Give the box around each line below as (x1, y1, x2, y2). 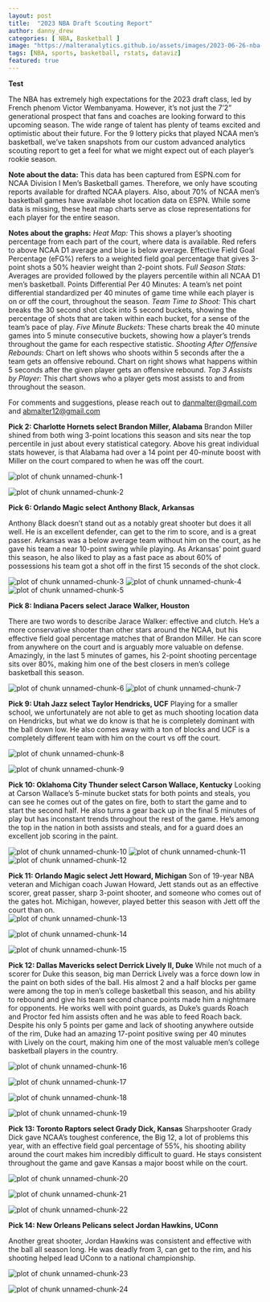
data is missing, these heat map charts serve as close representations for (8, 204, 252, 213)
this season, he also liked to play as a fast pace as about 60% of (8, 552, 222, 562)
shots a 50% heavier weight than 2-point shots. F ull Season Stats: (27, 262, 247, 272)
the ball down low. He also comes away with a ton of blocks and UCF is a (8, 724, 251, 734)
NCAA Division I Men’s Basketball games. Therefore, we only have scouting (8, 178, 258, 187)
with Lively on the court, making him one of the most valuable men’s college (8, 1037, 260, 1047)
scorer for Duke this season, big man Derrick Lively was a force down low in (8, 969, 260, 979)
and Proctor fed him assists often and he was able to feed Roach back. (8, 1012, 243, 1021)
